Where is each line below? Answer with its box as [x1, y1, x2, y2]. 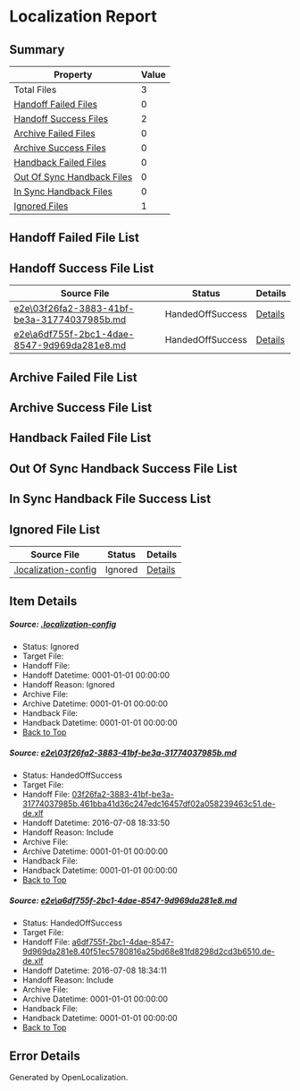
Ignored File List [9, 522, 101, 537]
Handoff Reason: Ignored [21, 679, 115, 690]
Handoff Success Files [13, 113, 109, 124]
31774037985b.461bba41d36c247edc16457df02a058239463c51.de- [21, 798, 276, 809]
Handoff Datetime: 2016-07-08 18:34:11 [21, 965, 168, 976]
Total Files [13, 83, 57, 96]
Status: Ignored [21, 642, 79, 652]
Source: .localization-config [9, 618, 117, 629]
